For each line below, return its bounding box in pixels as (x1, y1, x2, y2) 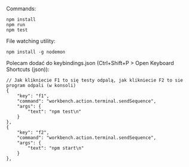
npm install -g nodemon (6, 49, 66, 55)
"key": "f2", (17, 129, 50, 135)
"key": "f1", (17, 93, 50, 99)
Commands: (6, 5, 36, 12)
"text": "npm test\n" (28, 109, 82, 115)
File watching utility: (6, 38, 56, 44)
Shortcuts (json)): (6, 66, 50, 73)
